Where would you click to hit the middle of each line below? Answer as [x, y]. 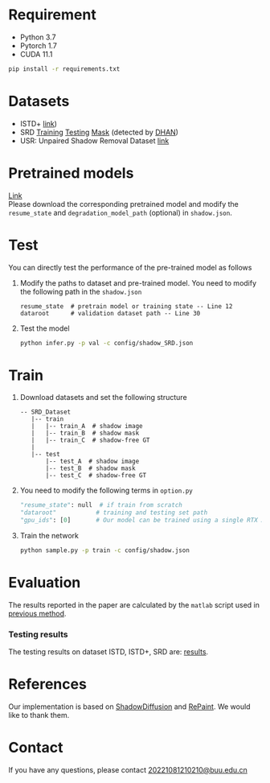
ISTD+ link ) [39, 123]
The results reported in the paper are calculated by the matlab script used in [134, 604]
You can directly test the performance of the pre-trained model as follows [130, 267]
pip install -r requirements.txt [64, 69]
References [47, 684]
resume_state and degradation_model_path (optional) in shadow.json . [121, 212]
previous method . [37, 613]
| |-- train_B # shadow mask [85, 433]
